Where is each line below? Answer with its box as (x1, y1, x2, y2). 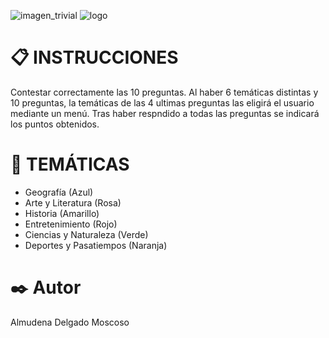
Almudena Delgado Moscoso (10, 316, 130, 328)
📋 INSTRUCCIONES (10, 46, 179, 69)
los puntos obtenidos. (10, 118, 100, 130)
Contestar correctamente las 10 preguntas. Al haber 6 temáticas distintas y (10, 86, 319, 98)
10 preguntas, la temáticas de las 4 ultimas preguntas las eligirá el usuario (10, 96, 315, 109)
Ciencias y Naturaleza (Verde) (24, 228, 149, 240)
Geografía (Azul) (24, 186, 94, 198)
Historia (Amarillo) (24, 207, 100, 219)
